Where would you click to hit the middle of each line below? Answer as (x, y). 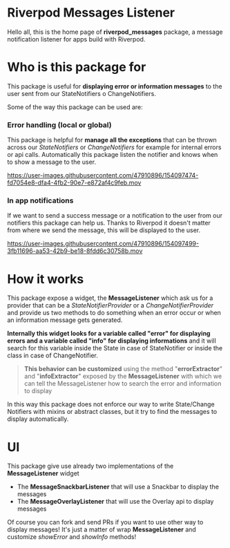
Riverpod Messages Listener (91, 13)
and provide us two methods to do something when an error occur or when (114, 313)
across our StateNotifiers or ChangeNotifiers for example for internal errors (114, 147)
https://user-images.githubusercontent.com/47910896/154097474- (103, 176)
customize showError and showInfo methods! (72, 537)
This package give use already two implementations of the (90, 466)
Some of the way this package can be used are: (75, 107)
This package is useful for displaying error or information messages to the (115, 86)
